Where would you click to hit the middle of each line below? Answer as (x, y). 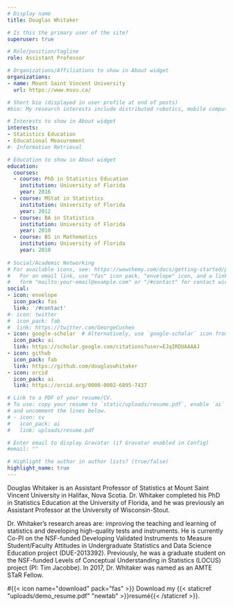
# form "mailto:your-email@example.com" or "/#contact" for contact (111, 282)
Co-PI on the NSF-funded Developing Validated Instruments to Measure (110, 538)
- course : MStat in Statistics (59, 198)
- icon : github (29, 353)
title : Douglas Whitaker (43, 20)
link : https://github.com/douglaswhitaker (76, 366)
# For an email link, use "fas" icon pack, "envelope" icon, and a (110, 276)
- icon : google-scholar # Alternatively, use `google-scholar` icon (110, 334)
